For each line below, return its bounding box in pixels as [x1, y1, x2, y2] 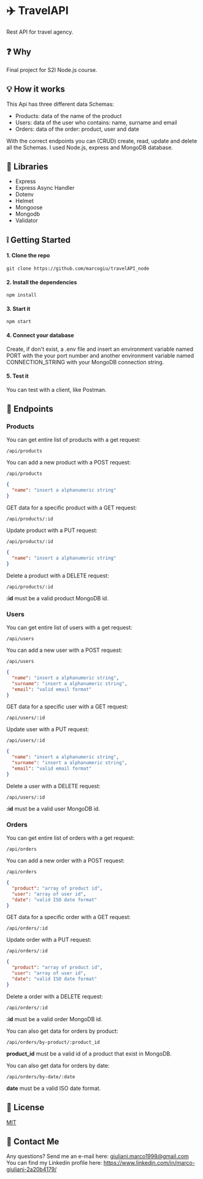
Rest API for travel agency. [6, 28, 74, 36]
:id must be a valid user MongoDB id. [6, 805, 100, 812]
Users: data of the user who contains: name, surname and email [15, 119, 177, 126]
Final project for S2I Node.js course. [6, 66, 98, 73]
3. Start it [6, 305, 31, 312]
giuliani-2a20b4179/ [6, 1165, 57, 1173]
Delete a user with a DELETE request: [6, 782, 101, 789]
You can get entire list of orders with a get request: [6, 834, 135, 842]
